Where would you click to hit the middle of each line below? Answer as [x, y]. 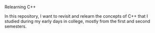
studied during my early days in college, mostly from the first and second [77, 21]
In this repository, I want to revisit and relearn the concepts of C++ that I [76, 16]
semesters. [16, 26]
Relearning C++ [20, 7]
